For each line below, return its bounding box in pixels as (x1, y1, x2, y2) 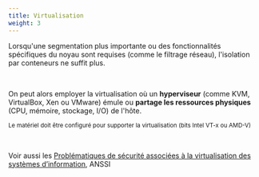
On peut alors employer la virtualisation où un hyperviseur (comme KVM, (8, 88, 250, 98)
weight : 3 (8, 19, 42, 27)
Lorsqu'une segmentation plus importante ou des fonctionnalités (8, 41, 221, 50)
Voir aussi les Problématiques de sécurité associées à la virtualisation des (8, 151, 252, 160)
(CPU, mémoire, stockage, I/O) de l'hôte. (8, 105, 142, 116)
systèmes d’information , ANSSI (8, 159, 111, 168)
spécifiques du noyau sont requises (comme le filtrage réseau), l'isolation (8, 49, 250, 59)
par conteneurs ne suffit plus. (8, 57, 106, 68)
